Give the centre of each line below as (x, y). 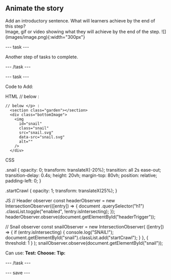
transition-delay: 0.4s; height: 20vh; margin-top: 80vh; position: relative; (81, 175)
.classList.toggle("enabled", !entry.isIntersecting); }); (60, 211)
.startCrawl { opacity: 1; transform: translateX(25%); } (61, 191)
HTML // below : (22, 96)
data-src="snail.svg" (42, 137)
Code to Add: (19, 86)
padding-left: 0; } (23, 180)
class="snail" (34, 128)
